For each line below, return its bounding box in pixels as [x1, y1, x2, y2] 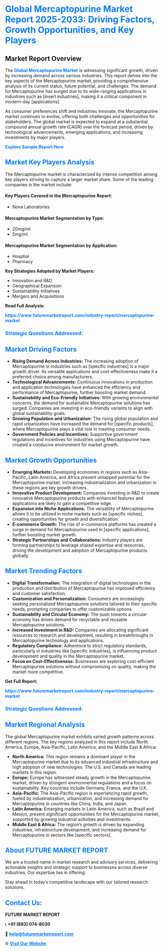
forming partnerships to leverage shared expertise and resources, [12, 542, 145, 548]
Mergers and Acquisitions [12, 294, 65, 299]
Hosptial [12, 253, 29, 259]
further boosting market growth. [12, 532, 77, 537]
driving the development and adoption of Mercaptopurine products [12, 547, 148, 553]
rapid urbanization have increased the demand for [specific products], [12, 421, 154, 427]
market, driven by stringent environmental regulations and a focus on [12, 779, 152, 785]
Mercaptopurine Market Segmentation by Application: [5, 242, 118, 248]
